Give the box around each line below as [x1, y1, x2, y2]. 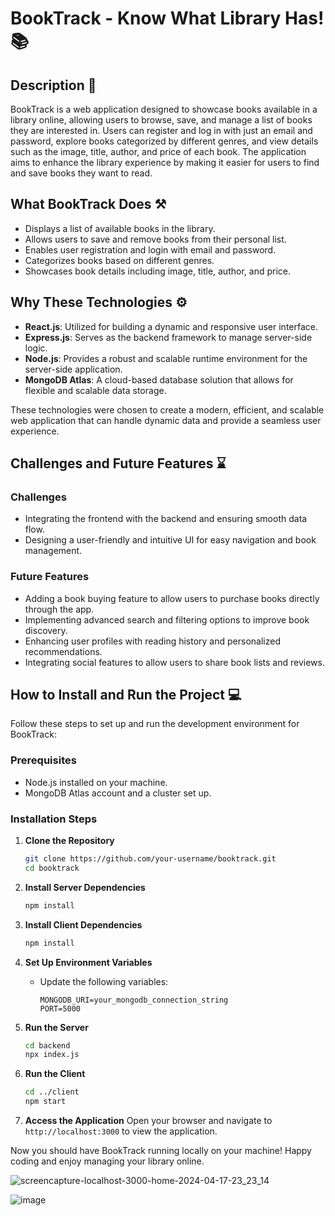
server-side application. [24, 363, 123, 375]
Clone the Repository [24, 835, 115, 847]
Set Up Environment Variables [24, 956, 153, 968]
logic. [24, 342, 48, 354]
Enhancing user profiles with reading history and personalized [24, 635, 281, 647]
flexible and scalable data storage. [24, 384, 167, 396]
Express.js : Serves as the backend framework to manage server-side [24, 331, 313, 343]
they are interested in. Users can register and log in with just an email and [10, 125, 313, 136]
